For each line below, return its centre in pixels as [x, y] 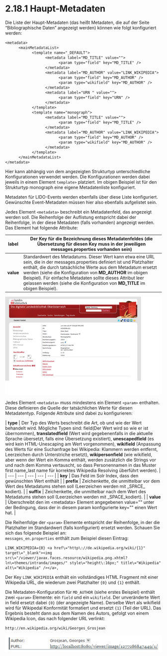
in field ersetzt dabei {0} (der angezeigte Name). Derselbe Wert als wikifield [83, 603]
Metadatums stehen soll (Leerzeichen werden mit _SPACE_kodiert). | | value [83, 497]
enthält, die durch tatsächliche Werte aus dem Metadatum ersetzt [90, 267]
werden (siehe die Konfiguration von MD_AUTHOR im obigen [85, 272]
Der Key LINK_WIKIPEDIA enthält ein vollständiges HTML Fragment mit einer [82, 577]
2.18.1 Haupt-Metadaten [55, 9]
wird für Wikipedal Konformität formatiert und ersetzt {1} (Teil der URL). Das [83, 608]
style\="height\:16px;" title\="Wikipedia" [115, 563]
